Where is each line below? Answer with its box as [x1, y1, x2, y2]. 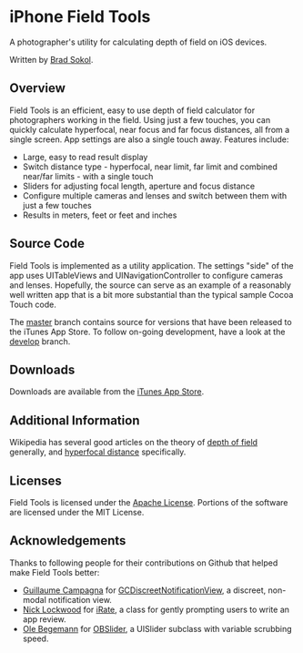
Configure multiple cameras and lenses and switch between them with [22, 189, 288, 201]
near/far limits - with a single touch [22, 170, 154, 181]
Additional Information [9, 413, 140, 428]
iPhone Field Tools [9, 6, 151, 27]
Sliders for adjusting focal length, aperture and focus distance [22, 180, 256, 191]
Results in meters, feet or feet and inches [22, 209, 177, 220]
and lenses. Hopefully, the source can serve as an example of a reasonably [9, 280, 291, 291]
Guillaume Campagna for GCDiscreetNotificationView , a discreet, [22, 585, 267, 596]
